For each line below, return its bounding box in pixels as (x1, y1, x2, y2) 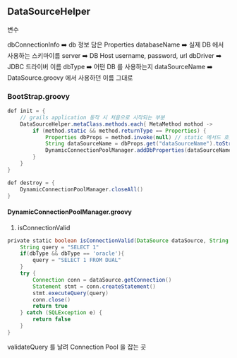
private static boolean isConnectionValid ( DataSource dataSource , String (7, 237, 229, 244)
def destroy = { (7, 179, 55, 186)
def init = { (7, 107, 46, 115)
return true (32, 303, 68, 310)
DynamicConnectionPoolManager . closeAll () (20, 186, 143, 193)
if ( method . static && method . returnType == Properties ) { (32, 127, 207, 134)
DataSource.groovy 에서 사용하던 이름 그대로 (7, 73, 133, 82)
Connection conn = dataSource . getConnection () (32, 276, 172, 283)
